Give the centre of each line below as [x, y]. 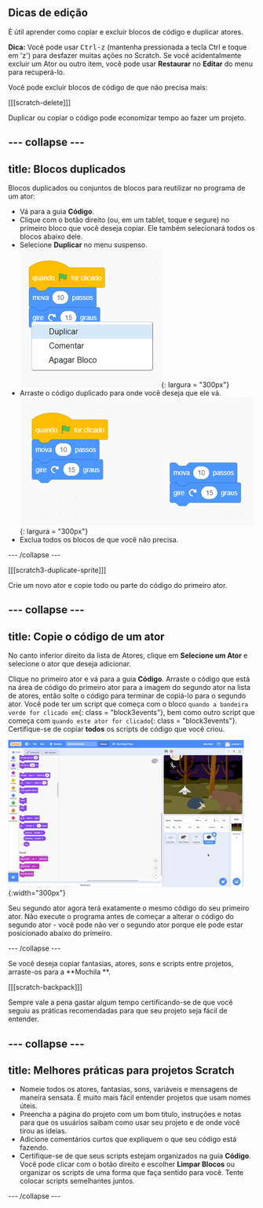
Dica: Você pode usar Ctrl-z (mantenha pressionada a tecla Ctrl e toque [128, 47]
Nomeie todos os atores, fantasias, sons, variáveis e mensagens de [128, 1089]
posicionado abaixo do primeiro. [60, 933]
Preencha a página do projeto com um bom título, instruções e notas [130, 1115]
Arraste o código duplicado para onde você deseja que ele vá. [120, 393]
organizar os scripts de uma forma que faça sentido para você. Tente [131, 1173]
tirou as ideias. [43, 1131]
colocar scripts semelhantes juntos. [77, 1181]
